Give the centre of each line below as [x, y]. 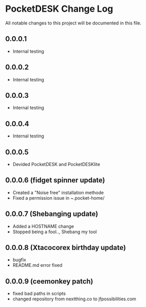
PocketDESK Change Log [59, 9]
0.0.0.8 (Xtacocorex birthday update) [66, 248]
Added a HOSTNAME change [43, 226]
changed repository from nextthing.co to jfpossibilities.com [74, 299]
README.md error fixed [37, 265]
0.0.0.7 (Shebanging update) [52, 214]
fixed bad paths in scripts [39, 294]
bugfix [19, 260]
